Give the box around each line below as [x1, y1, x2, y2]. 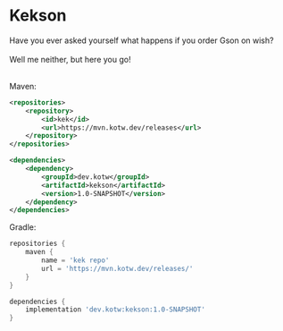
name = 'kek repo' [41, 256, 110, 265]
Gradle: [9, 222, 37, 233]
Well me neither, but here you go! [9, 54, 131, 64]
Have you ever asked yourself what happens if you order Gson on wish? [9, 35, 274, 46]
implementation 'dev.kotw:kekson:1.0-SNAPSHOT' [25, 305, 205, 314]
